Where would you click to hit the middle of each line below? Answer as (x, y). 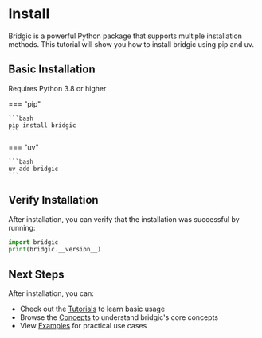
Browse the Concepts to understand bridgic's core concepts (119, 317)
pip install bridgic (43, 125)
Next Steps (36, 274)
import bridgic (33, 242)
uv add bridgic (33, 169)
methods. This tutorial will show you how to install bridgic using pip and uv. (131, 44)
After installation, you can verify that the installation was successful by (124, 219)
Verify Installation (53, 200)
